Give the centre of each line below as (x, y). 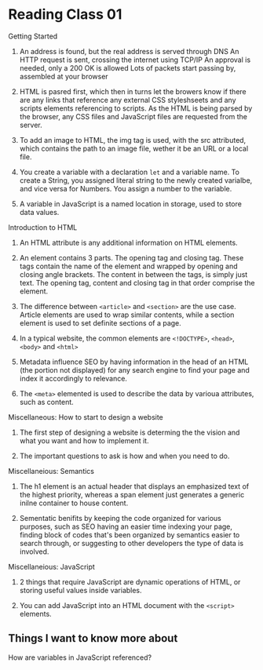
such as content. (47, 402)
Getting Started (33, 36)
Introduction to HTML (43, 227)
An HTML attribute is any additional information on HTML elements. (128, 242)
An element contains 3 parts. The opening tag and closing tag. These (131, 257)
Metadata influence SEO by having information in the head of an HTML (134, 362)
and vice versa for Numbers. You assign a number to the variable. (126, 188)
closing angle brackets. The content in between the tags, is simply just (133, 274)
